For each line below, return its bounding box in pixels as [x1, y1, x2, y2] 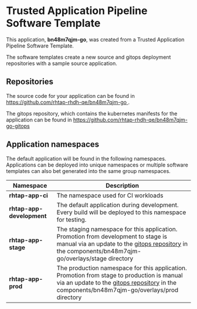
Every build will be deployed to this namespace [56, 208, 186, 216]
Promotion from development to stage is [56, 232, 168, 240]
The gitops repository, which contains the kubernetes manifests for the [6, 110, 178, 117]
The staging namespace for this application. [56, 225, 178, 233]
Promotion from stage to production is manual [56, 271, 183, 279]
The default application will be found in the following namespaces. [6, 155, 167, 162]
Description [105, 181, 140, 189]
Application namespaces [6, 140, 100, 150]
